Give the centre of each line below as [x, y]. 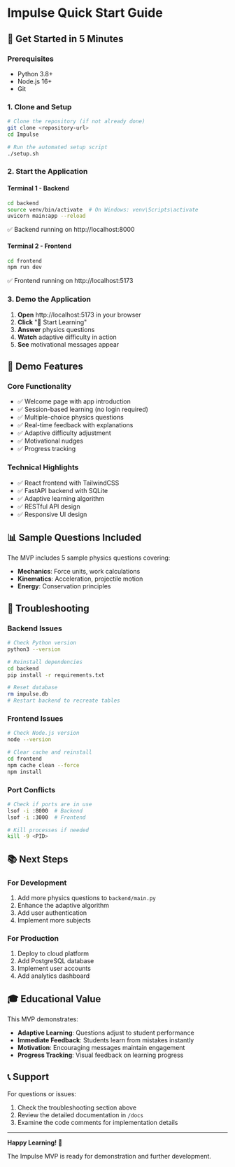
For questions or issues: [42, 1093]
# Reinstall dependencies [45, 662]
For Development [37, 883]
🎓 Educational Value [54, 999]
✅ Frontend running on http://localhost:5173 [70, 281]
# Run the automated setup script [58, 147]
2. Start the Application [48, 172]
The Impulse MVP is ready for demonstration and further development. [109, 1156]
